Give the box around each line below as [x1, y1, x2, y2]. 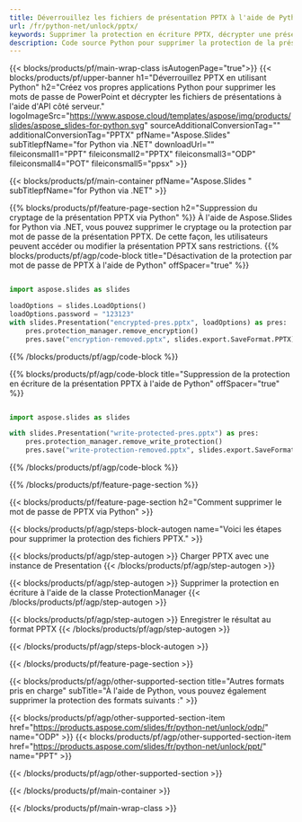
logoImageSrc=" [9, 110, 70, 121]
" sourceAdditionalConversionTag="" [144, 120, 281, 131]
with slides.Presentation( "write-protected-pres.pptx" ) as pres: [9, 429, 259, 438]
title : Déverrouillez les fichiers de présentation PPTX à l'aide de [9, 13, 276, 22]
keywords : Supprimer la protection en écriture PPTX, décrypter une [9, 30, 271, 39]
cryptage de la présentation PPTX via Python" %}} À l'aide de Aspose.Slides [9, 212, 293, 223]
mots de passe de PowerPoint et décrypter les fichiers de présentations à [9, 92, 282, 102]
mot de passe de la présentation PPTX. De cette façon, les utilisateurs [9, 231, 268, 243]
